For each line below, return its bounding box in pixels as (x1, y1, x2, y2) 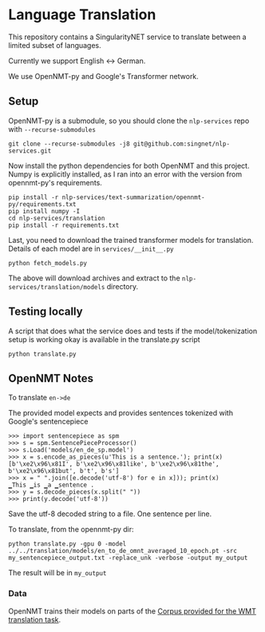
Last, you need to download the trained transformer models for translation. (8, 235, 254, 244)
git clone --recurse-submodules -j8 (8, 140, 130, 148)
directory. (106, 281, 139, 291)
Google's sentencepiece (8, 417, 89, 427)
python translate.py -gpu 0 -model (8, 540, 127, 548)
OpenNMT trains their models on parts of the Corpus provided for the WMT (8, 606, 257, 616)
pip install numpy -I (8, 207, 81, 215)
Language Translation (8, 6, 156, 24)
